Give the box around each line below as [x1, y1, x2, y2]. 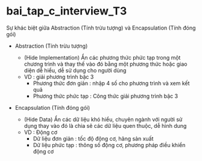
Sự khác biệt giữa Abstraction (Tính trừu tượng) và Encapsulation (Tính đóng [6, 24, 196, 31]
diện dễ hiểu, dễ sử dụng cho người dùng [24, 66, 127, 74]
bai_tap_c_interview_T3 [6, 4, 127, 18]
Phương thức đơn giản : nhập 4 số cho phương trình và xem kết [33, 80, 190, 87]
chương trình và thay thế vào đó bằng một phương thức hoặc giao [24, 60, 188, 68]
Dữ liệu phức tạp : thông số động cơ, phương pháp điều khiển [33, 141, 186, 148]
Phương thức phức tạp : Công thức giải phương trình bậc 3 [33, 92, 178, 99]
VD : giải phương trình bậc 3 [24, 73, 94, 80]
